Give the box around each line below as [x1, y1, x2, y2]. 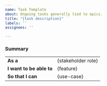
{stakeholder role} [57, 57, 98, 64]
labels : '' [5, 20, 27, 26]
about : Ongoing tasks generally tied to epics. [5, 12, 103, 17]
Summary [5, 46, 29, 52]
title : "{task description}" [5, 16, 64, 21]
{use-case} [57, 73, 84, 80]
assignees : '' [5, 25, 34, 30]
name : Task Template [5, 7, 47, 12]
